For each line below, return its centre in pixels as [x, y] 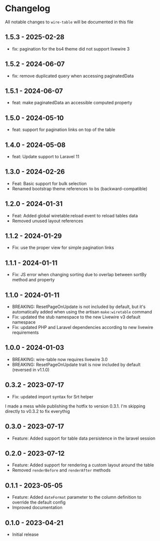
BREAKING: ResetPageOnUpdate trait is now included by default [76, 364]
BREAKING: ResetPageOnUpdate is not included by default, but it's [79, 307]
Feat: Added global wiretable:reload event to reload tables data [75, 215]
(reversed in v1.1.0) [31, 370]
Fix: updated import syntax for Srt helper [53, 396]
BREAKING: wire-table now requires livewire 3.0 [60, 359]
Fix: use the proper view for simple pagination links [63, 247]
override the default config [39, 502]
